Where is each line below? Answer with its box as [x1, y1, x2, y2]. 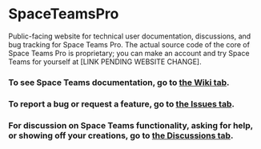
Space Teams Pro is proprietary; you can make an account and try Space [8, 48, 250, 58]
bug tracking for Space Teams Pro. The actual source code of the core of [8, 39, 251, 49]
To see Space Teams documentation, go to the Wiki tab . [8, 77, 230, 88]
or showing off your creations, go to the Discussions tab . [8, 130, 234, 141]
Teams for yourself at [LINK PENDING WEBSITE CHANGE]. [8, 57, 202, 66]
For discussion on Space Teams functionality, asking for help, [8, 119, 254, 131]
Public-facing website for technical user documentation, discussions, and [8, 31, 251, 41]
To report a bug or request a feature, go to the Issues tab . [8, 98, 235, 109]
